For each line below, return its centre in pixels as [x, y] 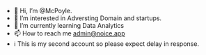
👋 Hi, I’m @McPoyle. [43, 11]
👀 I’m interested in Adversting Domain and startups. [88, 18]
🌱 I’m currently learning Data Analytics [69, 25]
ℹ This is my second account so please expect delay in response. [106, 44]
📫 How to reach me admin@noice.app [69, 33]
